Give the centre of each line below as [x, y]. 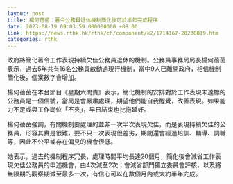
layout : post [26, 14]
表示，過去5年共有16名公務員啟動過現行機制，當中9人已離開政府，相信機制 [114, 69]
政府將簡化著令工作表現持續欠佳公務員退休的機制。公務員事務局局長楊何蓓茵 [116, 60]
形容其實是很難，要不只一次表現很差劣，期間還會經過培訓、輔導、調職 [126, 133]
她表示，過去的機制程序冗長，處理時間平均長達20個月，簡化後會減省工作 [111, 156]
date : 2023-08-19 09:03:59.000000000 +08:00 [72, 26]
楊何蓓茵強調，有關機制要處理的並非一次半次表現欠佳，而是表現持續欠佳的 [113, 124]
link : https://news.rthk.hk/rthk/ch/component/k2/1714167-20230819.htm [113, 33]
